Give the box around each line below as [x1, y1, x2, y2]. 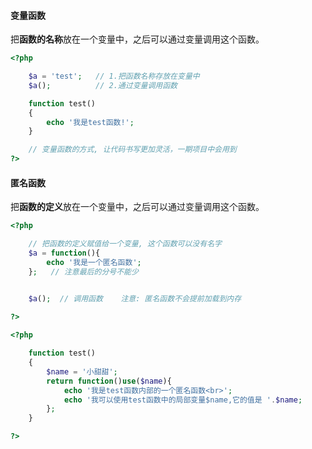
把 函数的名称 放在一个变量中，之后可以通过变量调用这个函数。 [10, 33, 265, 45]
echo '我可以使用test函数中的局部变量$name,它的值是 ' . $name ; [63, 395, 303, 405]
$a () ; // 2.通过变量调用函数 [28, 80, 178, 90]
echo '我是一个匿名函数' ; [46, 257, 142, 267]
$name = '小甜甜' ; [46, 366, 118, 377]
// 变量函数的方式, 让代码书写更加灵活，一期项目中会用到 [28, 145, 237, 155]
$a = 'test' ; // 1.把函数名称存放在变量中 [28, 71, 200, 82]
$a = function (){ [28, 248, 101, 259]
